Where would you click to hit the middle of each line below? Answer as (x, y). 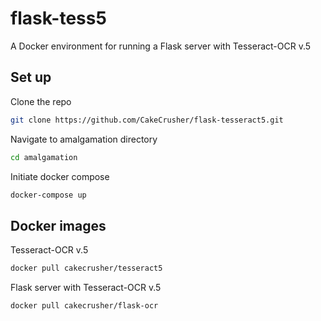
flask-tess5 (58, 18)
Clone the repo (41, 101)
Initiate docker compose (60, 176)
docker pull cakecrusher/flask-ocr (84, 306)
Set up (31, 77)
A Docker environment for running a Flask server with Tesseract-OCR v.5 (161, 46)
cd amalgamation (44, 157)
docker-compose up (48, 195)
